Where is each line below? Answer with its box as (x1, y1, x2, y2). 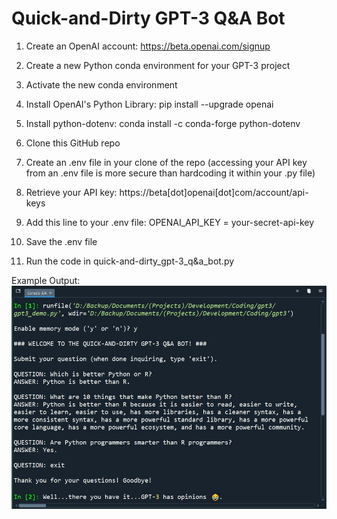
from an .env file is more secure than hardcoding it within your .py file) (25, 167, 316, 179)
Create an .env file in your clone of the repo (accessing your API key (25, 156, 308, 168)
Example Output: (11, 274, 81, 286)
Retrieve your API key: (25, 186, 118, 198)
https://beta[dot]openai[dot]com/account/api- (119, 186, 309, 198)
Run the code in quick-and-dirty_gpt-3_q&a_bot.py (25, 255, 235, 267)
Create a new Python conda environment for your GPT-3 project (25, 59, 291, 71)
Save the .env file (25, 235, 98, 247)
